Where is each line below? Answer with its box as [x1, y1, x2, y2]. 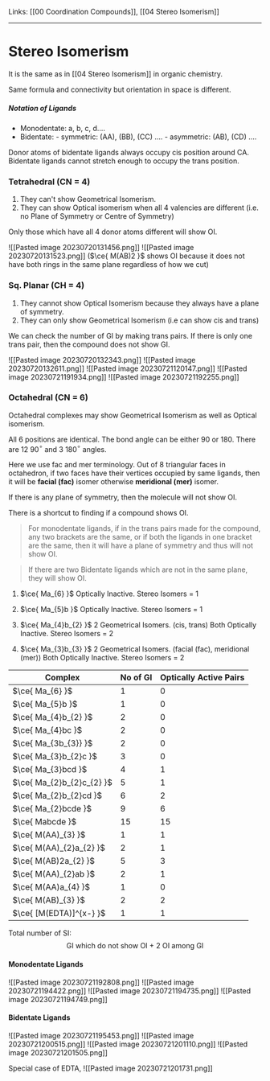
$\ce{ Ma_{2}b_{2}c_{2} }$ [12, 777, 112, 788]
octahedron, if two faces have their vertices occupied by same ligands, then [8, 468, 260, 478]
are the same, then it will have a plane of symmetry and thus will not [27, 540, 253, 550]
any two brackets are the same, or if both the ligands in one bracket [27, 532, 252, 542]
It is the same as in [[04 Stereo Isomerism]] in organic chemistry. [8, 68, 223, 79]
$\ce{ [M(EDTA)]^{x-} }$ [12, 908, 106, 919]
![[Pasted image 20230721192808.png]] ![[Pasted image [8, 977, 194, 987]
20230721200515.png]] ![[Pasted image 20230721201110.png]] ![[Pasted [8, 1039, 248, 1049]
